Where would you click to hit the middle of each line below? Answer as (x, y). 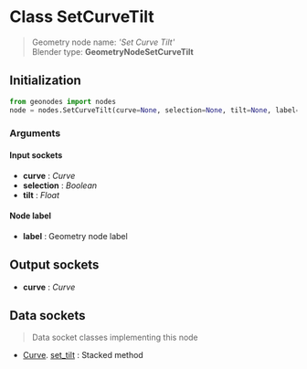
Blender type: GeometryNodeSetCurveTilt (112, 51)
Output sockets (54, 265)
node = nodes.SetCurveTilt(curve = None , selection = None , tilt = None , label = (155, 110)
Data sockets (48, 316)
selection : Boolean (60, 185)
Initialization (46, 81)
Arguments (35, 133)
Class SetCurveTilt (82, 17)
